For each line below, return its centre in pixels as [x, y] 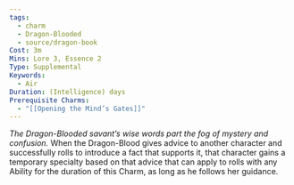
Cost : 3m [25, 51]
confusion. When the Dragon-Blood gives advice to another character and [146, 143]
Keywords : [28, 76]
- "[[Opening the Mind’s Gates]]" [81, 109]
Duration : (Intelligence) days [67, 92]
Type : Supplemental [46, 68]
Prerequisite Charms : [50, 100]
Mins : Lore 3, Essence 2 [55, 59]
